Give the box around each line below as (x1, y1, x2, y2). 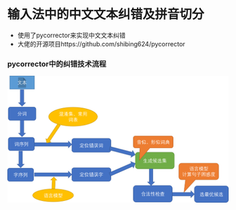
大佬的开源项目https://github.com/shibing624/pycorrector (17, 39, 185, 48)
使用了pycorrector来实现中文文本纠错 (17, 31, 126, 39)
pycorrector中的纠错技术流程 (7, 59, 107, 69)
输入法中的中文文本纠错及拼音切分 (7, 6, 205, 22)
